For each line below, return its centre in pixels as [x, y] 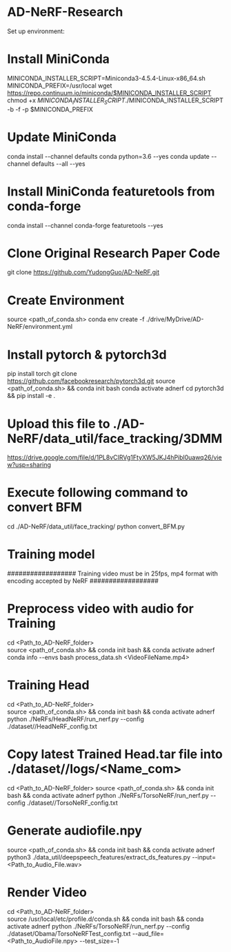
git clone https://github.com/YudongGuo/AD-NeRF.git [83, 272]
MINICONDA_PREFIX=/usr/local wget [60, 85]
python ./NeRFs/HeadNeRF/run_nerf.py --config [76, 719]
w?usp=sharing [29, 465]
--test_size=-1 [99, 941]
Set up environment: [36, 31]
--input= [204, 857]
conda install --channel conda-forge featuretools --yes [85, 225]
